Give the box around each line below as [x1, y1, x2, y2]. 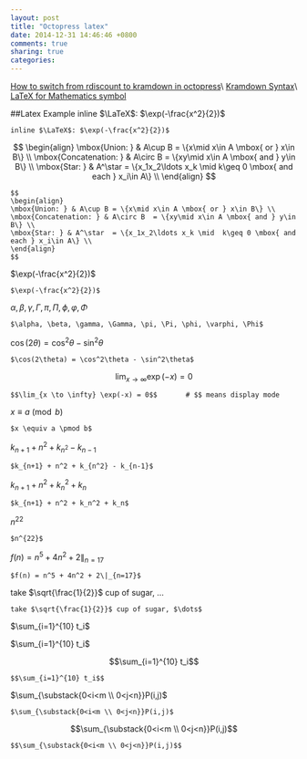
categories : [10, 56, 56, 65]
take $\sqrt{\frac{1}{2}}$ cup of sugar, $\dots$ [10, 605, 203, 614]
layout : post [10, 13, 60, 23]
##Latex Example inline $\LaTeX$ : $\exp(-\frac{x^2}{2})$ [10, 109, 226, 119]
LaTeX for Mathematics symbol [10, 90, 127, 101]
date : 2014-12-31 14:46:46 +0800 [10, 30, 138, 39]
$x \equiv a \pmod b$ [10, 424, 93, 433]
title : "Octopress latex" [10, 22, 108, 31]
